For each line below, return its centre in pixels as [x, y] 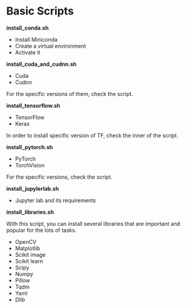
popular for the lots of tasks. [41, 230]
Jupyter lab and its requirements [55, 200]
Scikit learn [29, 261]
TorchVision [30, 165]
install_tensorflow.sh [33, 105]
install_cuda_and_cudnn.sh [41, 64]
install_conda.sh [27, 28]
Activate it [27, 52]
